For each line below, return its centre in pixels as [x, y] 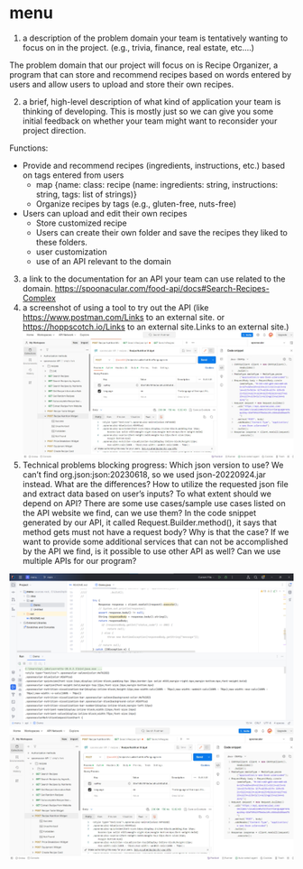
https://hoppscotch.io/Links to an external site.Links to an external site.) [156, 327]
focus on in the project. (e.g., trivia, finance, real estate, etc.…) [138, 47]
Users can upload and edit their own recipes [105, 213]
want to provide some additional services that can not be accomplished [155, 541]
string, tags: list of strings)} [86, 194]
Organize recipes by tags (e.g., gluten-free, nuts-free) [136, 203]
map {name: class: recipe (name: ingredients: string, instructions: [157, 184]
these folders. [62, 242]
